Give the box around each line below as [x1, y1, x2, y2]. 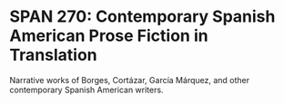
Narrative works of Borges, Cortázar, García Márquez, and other [9, 74, 250, 85]
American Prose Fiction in [9, 25, 208, 46]
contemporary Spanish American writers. [9, 84, 164, 95]
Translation [9, 45, 97, 65]
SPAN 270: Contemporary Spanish [9, 6, 276, 27]
